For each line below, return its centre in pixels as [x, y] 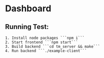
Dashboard [28, 9]
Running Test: [27, 27]
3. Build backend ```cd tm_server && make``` [52, 47]
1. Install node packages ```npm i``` [45, 38]
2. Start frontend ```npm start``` [42, 42]
